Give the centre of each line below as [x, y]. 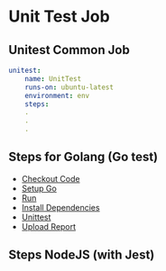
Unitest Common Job [69, 50]
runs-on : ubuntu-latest [69, 87]
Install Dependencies [60, 207]
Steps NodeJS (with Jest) [82, 255]
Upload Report [49, 226]
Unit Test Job [59, 17]
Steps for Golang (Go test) [83, 157]
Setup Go [39, 188]
